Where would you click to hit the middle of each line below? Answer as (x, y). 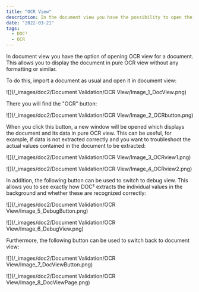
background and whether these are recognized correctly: (76, 193)
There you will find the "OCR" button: (52, 104)
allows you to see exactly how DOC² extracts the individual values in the (94, 187)
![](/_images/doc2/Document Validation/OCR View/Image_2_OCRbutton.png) (100, 115)
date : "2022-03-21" (30, 23)
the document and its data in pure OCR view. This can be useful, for (89, 133)
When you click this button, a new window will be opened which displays (95, 127)
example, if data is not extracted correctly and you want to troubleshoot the (99, 139)
